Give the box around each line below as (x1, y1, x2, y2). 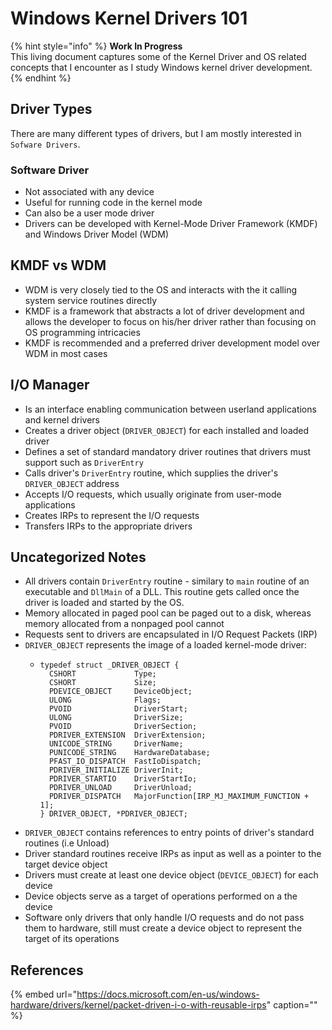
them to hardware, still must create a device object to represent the (24, 922, 303, 934)
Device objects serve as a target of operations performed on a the (24, 890, 298, 902)
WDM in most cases (24, 347, 108, 359)
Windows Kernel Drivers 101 (10, 7, 248, 30)
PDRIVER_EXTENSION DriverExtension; (48, 730, 207, 741)
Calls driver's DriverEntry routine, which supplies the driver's (24, 467, 279, 479)
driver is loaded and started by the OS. (24, 597, 185, 609)
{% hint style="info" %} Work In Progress (10, 40, 183, 52)
